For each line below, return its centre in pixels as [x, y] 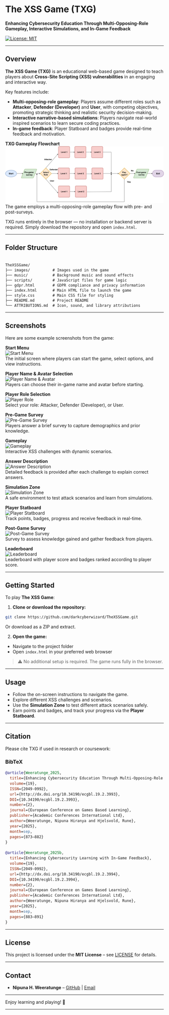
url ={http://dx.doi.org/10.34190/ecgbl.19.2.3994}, [65, 874]
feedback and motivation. [39, 134]
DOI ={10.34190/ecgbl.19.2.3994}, [45, 880]
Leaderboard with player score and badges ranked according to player [78, 559]
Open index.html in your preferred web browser [62, 652]
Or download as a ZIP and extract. [40, 627]
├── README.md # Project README [47, 300]
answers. [15, 477]
